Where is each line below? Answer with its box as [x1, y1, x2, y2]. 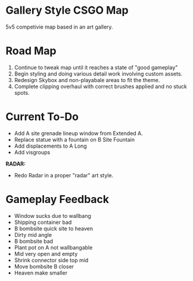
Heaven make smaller [14, 269, 68, 276]
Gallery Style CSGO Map [5, 4, 129, 17]
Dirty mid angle [14, 231, 52, 238]
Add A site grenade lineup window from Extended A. [14, 129, 144, 137]
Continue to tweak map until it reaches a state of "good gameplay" [14, 64, 178, 71]
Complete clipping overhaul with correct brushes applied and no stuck [14, 83, 187, 90]
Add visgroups [14, 148, 51, 155]
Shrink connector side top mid [14, 257, 89, 264]
